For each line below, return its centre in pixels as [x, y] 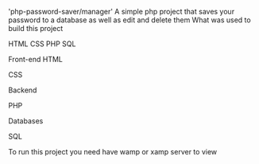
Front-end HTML [36, 59]
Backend [23, 90]
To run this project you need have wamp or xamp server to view [112, 152]
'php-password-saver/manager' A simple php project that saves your [122, 12]
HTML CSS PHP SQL [42, 44]
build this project [36, 28]
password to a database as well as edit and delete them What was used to [130, 20]
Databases [26, 121]
